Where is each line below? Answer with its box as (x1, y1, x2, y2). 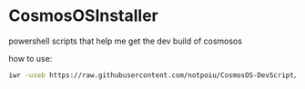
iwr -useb (8, 70, 46, 80)
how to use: (8, 53, 53, 64)
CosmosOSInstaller (8, 5, 158, 26)
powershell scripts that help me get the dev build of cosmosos (8, 35, 243, 46)
